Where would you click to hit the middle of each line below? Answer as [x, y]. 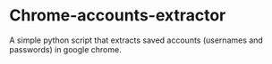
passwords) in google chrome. [66, 49]
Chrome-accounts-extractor [118, 16]
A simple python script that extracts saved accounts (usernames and [136, 40]
